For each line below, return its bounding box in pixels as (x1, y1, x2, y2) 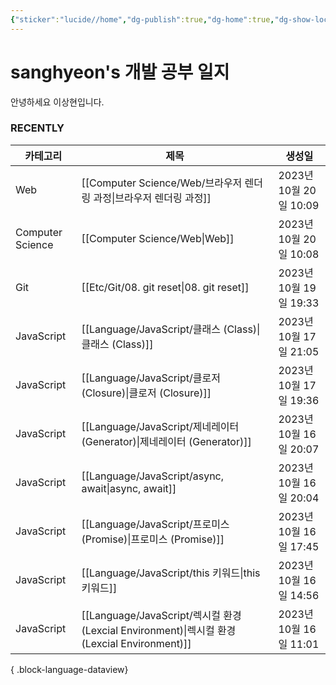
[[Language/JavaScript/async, (81, 469, 225, 483)
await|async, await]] (81, 481, 177, 495)
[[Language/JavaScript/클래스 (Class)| (81, 322, 261, 336)
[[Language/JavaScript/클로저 (81, 371, 221, 385)
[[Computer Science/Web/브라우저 (81, 176, 243, 190)
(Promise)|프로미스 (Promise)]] (81, 532, 225, 546)
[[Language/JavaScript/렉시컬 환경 (81, 608, 242, 622)
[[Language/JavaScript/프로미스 (81, 517, 230, 531)
